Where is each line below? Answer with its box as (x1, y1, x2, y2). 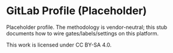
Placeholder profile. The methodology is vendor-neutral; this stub (6, 24, 168, 31)
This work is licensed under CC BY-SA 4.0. (6, 41, 112, 48)
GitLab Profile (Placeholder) (6, 4, 147, 18)
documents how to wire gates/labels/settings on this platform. (6, 29, 159, 37)
